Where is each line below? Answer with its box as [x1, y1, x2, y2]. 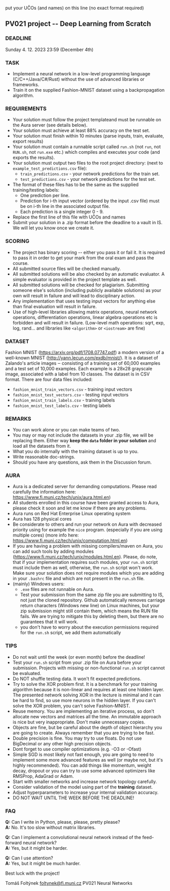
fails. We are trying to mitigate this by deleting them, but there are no [20, 613, 164, 619]
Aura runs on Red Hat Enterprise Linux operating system [12, 510, 131, 517]
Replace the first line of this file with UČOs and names [12, 214, 126, 220]
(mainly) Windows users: [12, 581, 65, 587]
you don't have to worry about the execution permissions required [20, 624, 159, 630]
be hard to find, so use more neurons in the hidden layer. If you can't [12, 697, 156, 703]
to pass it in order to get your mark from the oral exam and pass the [12, 255, 154, 261]
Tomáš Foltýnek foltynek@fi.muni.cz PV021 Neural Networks [5, 880, 133, 886]
